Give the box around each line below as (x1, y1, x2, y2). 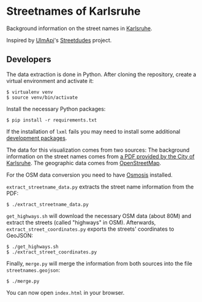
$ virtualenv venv (6, 89, 53, 95)
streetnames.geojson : (6, 266, 61, 274)
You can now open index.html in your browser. (6, 288, 125, 296)
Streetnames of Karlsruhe (6, 4, 141, 18)
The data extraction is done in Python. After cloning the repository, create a (6, 71, 196, 78)
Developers (6, 54, 51, 65)
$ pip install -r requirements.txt (6, 117, 97, 123)
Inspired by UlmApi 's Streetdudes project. (6, 36, 112, 44)
